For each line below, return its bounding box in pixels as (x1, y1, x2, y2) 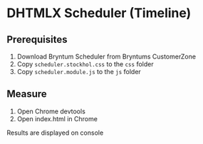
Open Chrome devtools (16, 107, 86, 115)
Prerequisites (6, 34, 68, 46)
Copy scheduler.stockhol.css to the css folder (16, 60, 154, 68)
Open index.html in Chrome (16, 114, 98, 123)
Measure (6, 88, 47, 101)
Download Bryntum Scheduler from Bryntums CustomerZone (16, 52, 197, 61)
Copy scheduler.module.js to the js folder (16, 68, 142, 76)
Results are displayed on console (6, 128, 104, 137)
